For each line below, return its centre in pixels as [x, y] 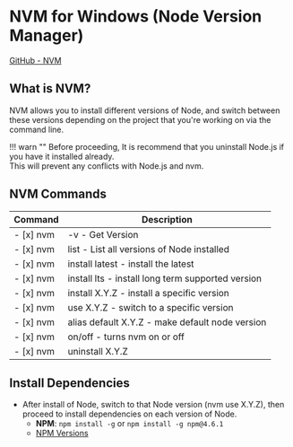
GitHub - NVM [35, 60]
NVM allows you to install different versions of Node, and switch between [145, 110]
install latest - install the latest [131, 264]
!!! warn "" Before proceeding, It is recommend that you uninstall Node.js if [147, 146]
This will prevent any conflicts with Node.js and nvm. [107, 166]
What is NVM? [50, 88]
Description [167, 219]
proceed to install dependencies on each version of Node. [129, 414]
